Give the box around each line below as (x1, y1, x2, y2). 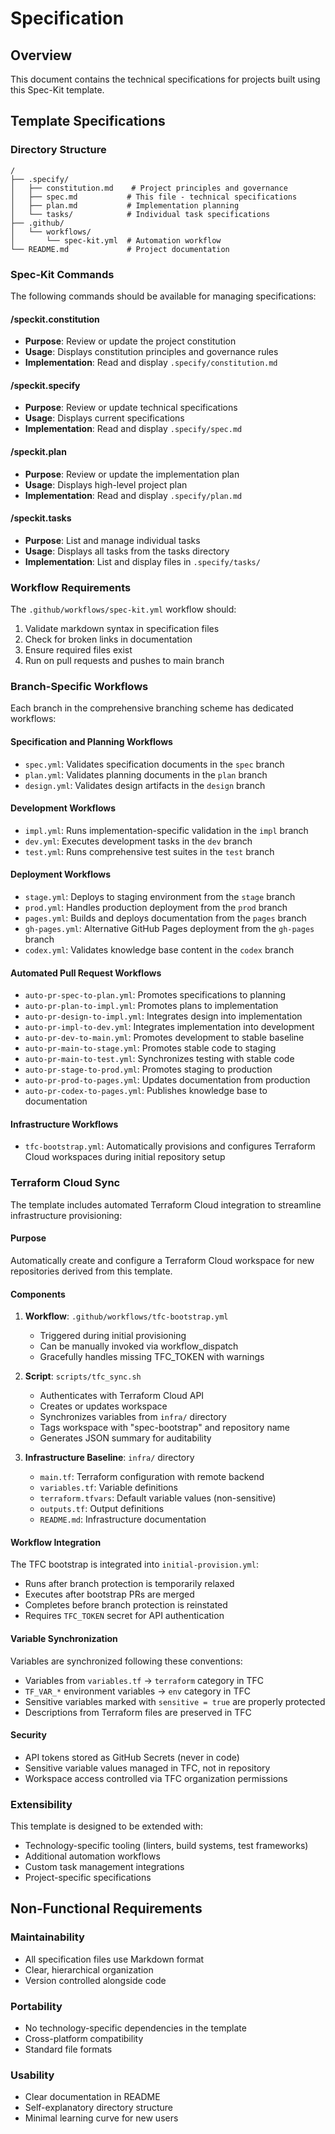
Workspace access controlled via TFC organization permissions (24, 1772, 288, 1784)
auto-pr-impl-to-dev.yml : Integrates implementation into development (24, 1021, 315, 1033)
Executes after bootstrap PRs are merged (24, 1588, 195, 1601)
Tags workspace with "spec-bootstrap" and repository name (39, 1422, 290, 1434)
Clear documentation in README (24, 2091, 161, 2103)
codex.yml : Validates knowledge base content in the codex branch (24, 944, 295, 956)
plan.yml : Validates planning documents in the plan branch (24, 768, 268, 781)
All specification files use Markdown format (24, 1953, 205, 1965)
